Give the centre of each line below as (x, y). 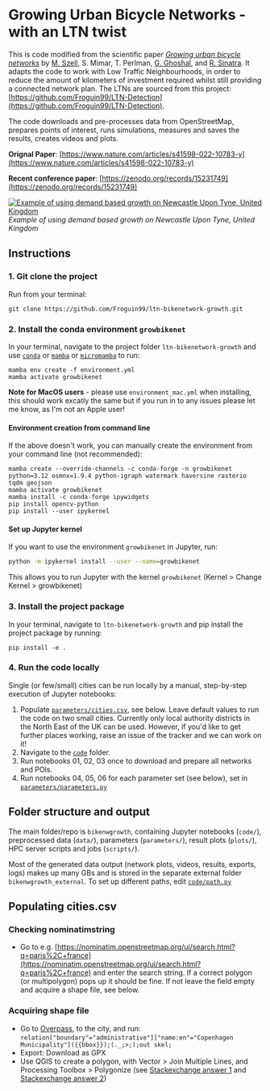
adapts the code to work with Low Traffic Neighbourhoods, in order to (125, 71)
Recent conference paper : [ (55, 178)
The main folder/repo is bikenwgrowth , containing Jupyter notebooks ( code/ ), (135, 831)
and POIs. (36, 769)
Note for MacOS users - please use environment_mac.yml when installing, (130, 392)
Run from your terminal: (48, 294)
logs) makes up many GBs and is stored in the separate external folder (125, 872)
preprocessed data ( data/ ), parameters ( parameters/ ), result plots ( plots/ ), (133, 839)
